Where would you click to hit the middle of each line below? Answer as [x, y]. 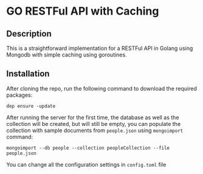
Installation [28, 74]
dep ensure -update [31, 106]
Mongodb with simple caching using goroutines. [67, 55]
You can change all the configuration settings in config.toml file [86, 164]
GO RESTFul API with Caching [83, 11]
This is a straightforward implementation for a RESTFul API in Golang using [100, 48]
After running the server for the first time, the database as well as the [93, 117]
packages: [19, 95]
